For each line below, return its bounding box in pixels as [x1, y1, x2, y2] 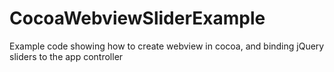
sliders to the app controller [9, 50, 124, 62]
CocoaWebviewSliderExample [9, 7, 266, 30]
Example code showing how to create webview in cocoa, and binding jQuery [9, 40, 325, 52]
